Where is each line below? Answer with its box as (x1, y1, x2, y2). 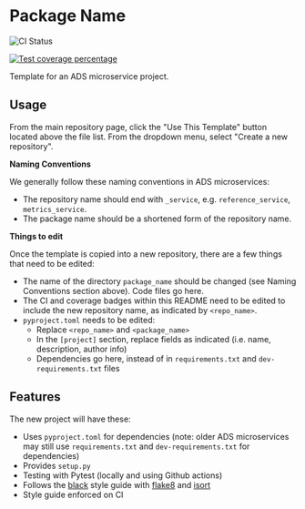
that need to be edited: (9, 258, 96, 269)
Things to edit (9, 230, 64, 241)
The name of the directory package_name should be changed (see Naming (22, 275, 297, 287)
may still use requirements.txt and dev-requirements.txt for (22, 441, 250, 452)
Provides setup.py (22, 460, 91, 471)
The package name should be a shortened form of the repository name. (22, 213, 292, 224)
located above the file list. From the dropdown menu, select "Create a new (9, 131, 289, 142)
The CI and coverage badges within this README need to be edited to (22, 295, 286, 306)
